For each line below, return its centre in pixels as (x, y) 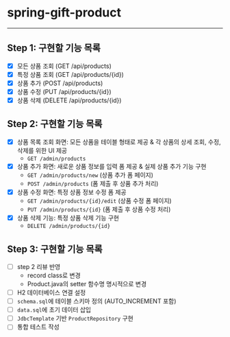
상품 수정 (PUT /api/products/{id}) (64, 91)
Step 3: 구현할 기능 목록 (55, 249)
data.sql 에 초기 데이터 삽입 (54, 310)
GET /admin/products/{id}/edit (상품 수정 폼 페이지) (100, 201)
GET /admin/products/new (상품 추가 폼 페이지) (90, 175)
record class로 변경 (54, 275)
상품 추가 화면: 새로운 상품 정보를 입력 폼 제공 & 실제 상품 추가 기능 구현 (112, 166)
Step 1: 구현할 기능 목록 (54, 48)
